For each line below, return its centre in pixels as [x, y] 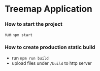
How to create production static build [50, 47]
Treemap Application [49, 9]
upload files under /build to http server [52, 63]
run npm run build [30, 58]
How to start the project [33, 24]
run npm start [19, 35]
